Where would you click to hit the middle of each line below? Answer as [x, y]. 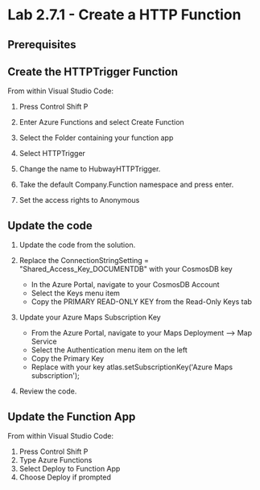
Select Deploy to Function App [70, 469]
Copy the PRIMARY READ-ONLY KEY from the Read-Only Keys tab [142, 302]
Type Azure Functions [56, 460]
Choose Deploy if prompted [65, 477]
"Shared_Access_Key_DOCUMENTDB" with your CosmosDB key [126, 269]
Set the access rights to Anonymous [79, 200]
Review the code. [48, 391]
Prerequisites [42, 45]
